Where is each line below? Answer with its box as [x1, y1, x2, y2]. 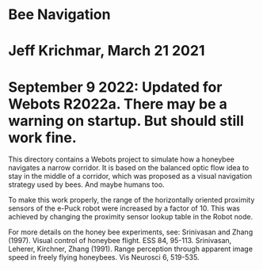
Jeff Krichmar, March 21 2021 [8, 42, 205, 60]
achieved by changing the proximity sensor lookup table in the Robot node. [8, 212, 253, 222]
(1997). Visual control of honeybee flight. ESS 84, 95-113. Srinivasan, [8, 236, 232, 245]
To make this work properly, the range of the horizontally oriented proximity [8, 196, 255, 205]
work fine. [8, 128, 77, 146]
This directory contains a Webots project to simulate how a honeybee [8, 154, 235, 164]
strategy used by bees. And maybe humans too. [8, 180, 165, 189]
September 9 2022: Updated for [8, 78, 223, 96]
